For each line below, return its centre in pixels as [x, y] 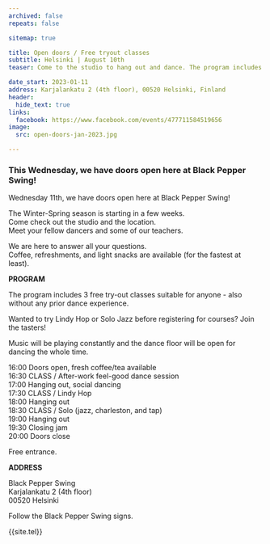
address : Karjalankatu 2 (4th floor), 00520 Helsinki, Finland [117, 90]
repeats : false [34, 23]
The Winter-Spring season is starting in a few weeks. [97, 213]
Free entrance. [33, 452]
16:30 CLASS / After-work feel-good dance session [94, 376]
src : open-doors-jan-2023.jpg [66, 135]
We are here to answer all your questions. [78, 247]
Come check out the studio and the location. [82, 222]
